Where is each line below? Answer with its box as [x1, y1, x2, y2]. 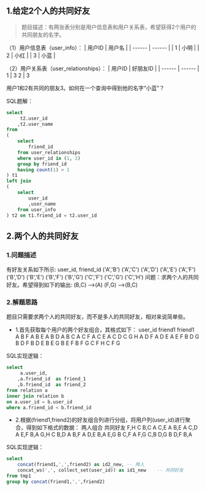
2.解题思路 [6, 298, 38, 307]
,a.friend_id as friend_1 [17, 376, 86, 382]
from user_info [17, 206, 56, 213]
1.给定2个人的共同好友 [6, 6, 91, 17]
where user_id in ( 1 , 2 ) [17, 155, 81, 161]
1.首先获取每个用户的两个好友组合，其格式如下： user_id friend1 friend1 [15, 326, 195, 333]
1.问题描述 [6, 250, 37, 259]
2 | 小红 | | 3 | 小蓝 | [6, 52, 56, 59]
